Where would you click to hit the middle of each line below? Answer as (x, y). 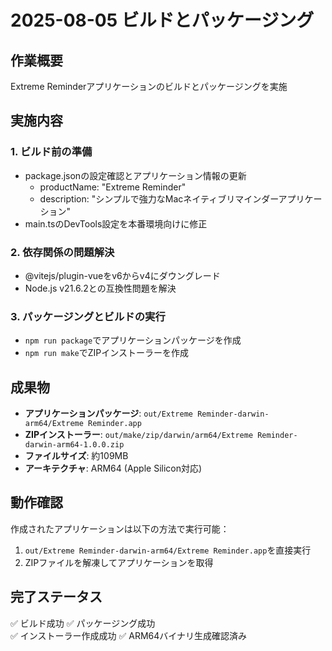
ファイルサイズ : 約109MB (76, 456)
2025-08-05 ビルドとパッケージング (162, 20)
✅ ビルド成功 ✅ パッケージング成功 (83, 623)
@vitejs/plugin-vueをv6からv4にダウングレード (122, 275)
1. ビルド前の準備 (51, 152)
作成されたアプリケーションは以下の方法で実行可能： (120, 528)
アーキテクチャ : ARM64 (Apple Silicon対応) (113, 468)
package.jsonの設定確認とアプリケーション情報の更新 (135, 175)
